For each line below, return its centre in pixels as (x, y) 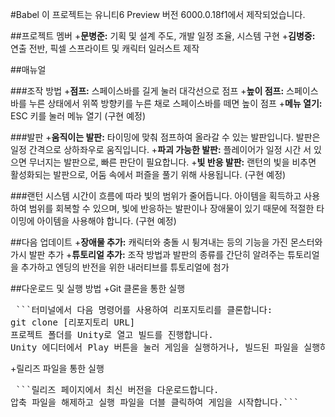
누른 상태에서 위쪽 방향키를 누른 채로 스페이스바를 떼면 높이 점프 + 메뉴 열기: (175, 103)
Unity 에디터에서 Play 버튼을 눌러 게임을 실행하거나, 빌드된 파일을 (154, 347)
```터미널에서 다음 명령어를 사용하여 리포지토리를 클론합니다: (144, 309)
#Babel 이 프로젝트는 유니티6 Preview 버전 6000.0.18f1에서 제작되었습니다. (158, 14)
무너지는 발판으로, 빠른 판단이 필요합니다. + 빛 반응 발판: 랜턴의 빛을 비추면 (172, 162)
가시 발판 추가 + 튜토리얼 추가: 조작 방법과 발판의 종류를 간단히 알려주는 (148, 254)
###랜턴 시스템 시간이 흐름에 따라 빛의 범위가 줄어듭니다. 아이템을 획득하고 (156, 196)
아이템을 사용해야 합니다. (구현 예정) (106, 221)
